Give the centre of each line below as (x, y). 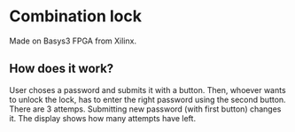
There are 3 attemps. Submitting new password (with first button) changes (145, 109)
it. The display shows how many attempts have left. (103, 118)
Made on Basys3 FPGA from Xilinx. (73, 41)
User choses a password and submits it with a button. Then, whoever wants (147, 89)
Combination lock (75, 16)
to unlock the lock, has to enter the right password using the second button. (147, 99)
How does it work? (62, 69)
